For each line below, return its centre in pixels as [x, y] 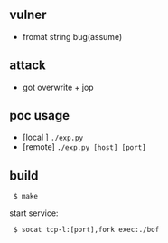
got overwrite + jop [58, 87]
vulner [28, 15]
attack [28, 66]
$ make [26, 197]
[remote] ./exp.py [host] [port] [84, 147]
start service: [34, 213]
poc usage [40, 116]
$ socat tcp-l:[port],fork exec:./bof [86, 230]
